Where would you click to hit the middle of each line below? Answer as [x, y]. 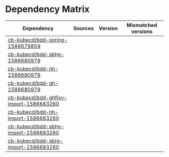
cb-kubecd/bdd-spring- [38, 40]
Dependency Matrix [47, 9]
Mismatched [142, 25]
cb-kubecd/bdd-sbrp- [35, 140]
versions [142, 31]
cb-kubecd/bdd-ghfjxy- [37, 97]
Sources [83, 28]
